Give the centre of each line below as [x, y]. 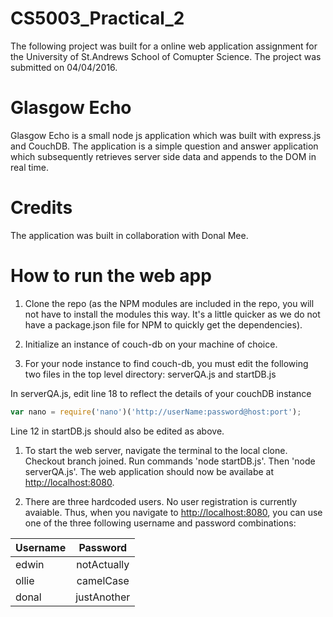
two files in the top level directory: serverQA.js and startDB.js [150, 374]
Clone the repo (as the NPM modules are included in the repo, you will [169, 303]
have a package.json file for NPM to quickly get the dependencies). [163, 324]
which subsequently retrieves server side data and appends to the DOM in [163, 156]
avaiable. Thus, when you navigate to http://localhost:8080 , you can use [173, 512]
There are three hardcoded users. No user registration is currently [161, 501]
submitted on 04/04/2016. [64, 67]
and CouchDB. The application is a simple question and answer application [164, 146]
